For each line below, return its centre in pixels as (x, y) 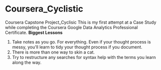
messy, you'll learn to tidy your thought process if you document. (77, 47)
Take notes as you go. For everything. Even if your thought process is (81, 42)
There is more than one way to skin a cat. (53, 52)
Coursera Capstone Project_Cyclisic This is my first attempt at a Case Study (81, 22)
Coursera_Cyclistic (44, 9)
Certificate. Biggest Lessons (34, 32)
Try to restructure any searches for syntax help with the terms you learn (84, 57)
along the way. (27, 62)
